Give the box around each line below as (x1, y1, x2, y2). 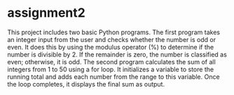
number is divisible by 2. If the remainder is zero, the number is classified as (7, 50, 228, 59)
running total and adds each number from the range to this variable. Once (7, 72, 220, 81)
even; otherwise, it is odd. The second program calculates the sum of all (7, 57, 216, 66)
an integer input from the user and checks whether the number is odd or (7, 35, 216, 43)
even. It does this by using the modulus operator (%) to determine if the (7, 43, 214, 51)
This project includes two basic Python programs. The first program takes (7, 28, 221, 36)
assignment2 (7, 5, 85, 21)
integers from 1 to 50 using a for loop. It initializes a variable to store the (7, 65, 214, 73)
